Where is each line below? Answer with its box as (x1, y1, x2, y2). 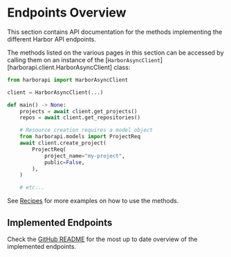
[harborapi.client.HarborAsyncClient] (7, 63, 113, 71)
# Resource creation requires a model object (19, 126, 154, 134)
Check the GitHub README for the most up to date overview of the (7, 235, 198, 243)
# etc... (19, 184, 45, 191)
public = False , (44, 159, 85, 166)
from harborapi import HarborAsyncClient (7, 76, 129, 84)
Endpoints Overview (7, 5, 127, 21)
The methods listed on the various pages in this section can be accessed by (7, 48, 224, 57)
